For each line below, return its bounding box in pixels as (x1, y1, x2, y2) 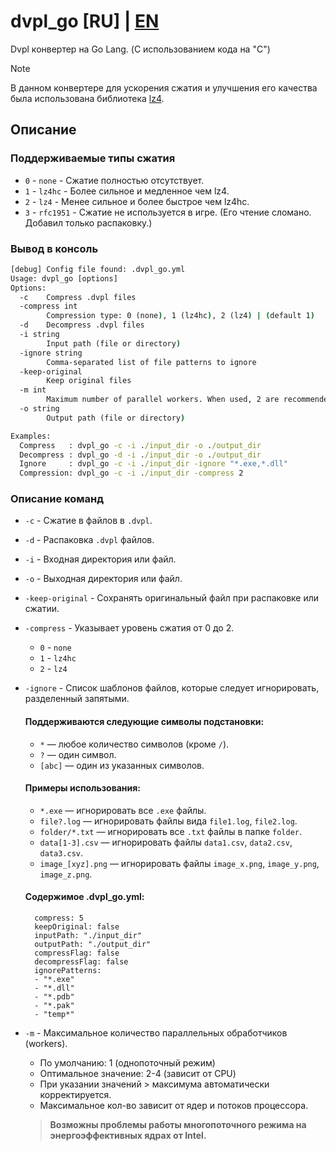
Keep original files (46, 376, 132, 386)
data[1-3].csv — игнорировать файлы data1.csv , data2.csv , (39, 836, 293, 848)
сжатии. (24, 603, 60, 615)
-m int (19, 385, 47, 395)
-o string (19, 404, 60, 414)
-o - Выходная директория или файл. (24, 573, 183, 585)
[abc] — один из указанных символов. (39, 759, 205, 771)
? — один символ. (39, 748, 117, 760)
